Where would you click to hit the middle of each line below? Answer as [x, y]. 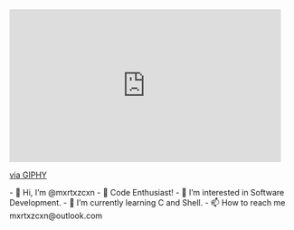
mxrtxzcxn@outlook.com [56, 216]
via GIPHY [28, 175]
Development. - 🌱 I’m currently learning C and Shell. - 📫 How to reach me [147, 202]
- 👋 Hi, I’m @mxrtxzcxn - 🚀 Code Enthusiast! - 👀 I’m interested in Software [147, 192]
